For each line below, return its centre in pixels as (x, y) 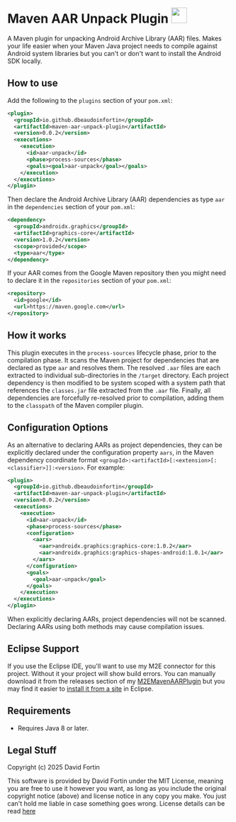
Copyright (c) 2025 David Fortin (54, 767)
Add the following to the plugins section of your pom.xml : (90, 100)
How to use (33, 83)
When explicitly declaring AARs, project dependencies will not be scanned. (117, 619)
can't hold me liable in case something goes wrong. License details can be (116, 804)
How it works (37, 336)
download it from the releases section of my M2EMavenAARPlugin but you (116, 681)
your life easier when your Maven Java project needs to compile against (112, 45)
